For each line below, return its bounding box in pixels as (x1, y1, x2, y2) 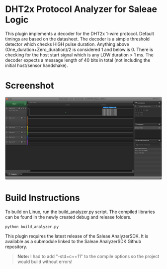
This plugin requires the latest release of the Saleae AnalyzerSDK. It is (5, 233, 149, 239)
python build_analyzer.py (5, 224, 59, 229)
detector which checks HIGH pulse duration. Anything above (5, 41, 129, 47)
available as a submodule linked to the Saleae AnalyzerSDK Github (5, 238, 142, 244)
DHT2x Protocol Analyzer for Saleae (5, 3, 158, 15)
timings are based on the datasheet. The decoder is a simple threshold (5, 36, 150, 42)
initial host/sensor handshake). (5, 62, 68, 68)
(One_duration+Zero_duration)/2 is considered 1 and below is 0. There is (5, 46, 153, 52)
